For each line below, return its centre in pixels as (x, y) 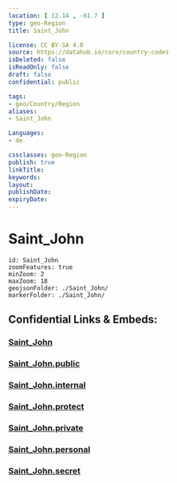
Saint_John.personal (49, 449)
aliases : (23, 111)
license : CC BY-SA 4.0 (46, 45)
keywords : (25, 177)
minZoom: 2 (26, 274)
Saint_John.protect (46, 406)
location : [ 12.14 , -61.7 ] (57, 16)
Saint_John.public (44, 364)
